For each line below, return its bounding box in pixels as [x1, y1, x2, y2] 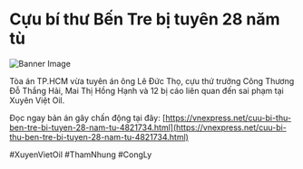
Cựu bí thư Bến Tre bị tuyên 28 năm [9, 9, 280, 30]
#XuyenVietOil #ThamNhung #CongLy [9, 149, 152, 160]
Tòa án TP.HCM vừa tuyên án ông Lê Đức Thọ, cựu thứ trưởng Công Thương [9, 75, 295, 86]
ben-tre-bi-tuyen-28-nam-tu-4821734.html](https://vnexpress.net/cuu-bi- [9, 122, 288, 133]
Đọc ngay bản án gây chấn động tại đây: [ [9, 112, 166, 123]
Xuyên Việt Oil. [9, 95, 65, 106]
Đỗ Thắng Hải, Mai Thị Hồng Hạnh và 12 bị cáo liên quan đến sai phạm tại [9, 85, 284, 96]
